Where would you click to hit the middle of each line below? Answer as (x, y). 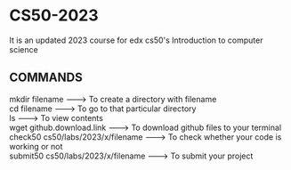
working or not (36, 146)
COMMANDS (46, 78)
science (24, 49)
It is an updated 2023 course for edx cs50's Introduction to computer (136, 40)
